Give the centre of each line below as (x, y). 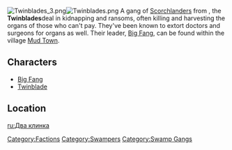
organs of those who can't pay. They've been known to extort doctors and (114, 25)
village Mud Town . (33, 40)
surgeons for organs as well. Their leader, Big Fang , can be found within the (116, 33)
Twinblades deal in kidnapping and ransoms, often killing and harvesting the (116, 18)
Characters (32, 62)
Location (27, 108)
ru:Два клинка (29, 125)
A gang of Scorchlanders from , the (171, 11)
